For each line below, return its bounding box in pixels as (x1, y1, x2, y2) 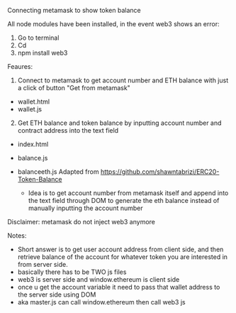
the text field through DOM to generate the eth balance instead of (28, 197, 220, 204)
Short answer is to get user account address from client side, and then (17, 245, 224, 253)
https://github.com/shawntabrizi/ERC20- (100, 168, 220, 176)
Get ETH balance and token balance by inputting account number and (17, 119, 222, 127)
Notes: (7, 231, 27, 240)
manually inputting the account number (28, 204, 143, 212)
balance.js (17, 154, 48, 162)
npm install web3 (17, 49, 68, 57)
